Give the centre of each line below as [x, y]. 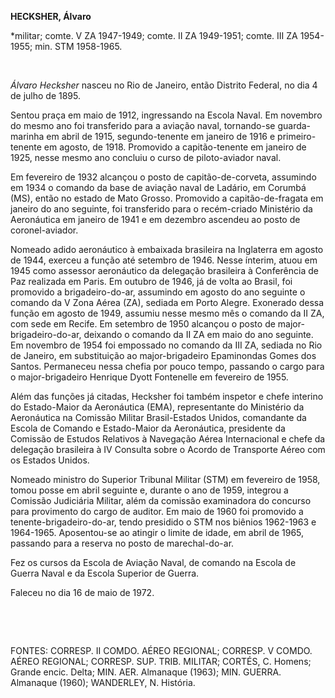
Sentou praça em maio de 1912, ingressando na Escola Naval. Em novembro [166, 115]
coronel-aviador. [44, 230]
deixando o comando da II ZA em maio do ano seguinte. [198, 334]
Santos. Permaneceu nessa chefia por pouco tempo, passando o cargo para [167, 366]
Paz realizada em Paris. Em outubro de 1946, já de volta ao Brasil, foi [151, 281]
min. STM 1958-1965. [78, 46]
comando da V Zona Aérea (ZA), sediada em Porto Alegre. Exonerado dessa [167, 302]
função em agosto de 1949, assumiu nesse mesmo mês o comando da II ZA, [167, 313]
